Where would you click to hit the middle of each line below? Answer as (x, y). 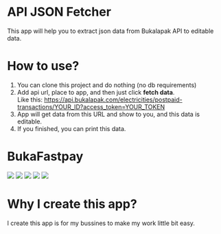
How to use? (43, 66)
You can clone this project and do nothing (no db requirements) (107, 85)
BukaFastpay (45, 157)
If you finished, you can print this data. (71, 128)
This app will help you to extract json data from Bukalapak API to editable (110, 31)
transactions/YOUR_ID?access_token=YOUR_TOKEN (91, 106)
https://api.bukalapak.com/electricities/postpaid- (114, 100)
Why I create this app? (72, 204)
